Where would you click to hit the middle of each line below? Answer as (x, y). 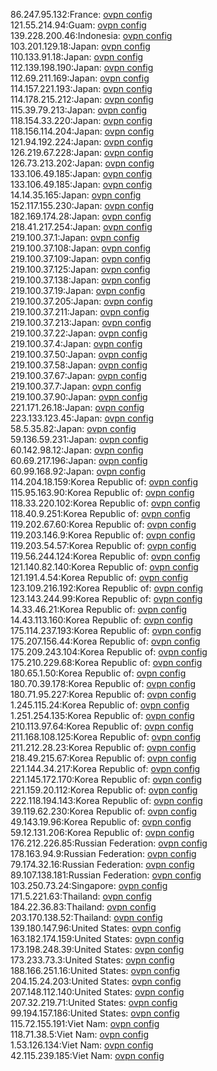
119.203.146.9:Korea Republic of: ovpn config (103, 535)
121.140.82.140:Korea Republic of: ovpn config (104, 567)
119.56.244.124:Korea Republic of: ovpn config (105, 556)
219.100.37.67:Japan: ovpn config (78, 375)
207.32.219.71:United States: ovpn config (94, 1002)
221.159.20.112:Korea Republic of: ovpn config (104, 790)
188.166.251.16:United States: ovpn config (95, 970)
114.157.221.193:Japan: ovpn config (81, 88)
